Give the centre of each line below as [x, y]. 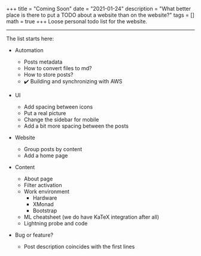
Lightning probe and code [56, 223]
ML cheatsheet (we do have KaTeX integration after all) [92, 217]
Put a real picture [45, 113]
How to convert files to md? [58, 68]
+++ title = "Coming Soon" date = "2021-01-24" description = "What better [99, 9]
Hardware [45, 198]
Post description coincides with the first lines [79, 246]
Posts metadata [43, 62]
